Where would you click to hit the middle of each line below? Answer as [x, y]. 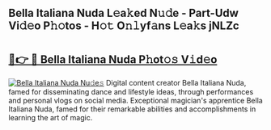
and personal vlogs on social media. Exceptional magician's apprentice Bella [135, 101]
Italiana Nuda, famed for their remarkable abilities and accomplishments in [132, 109]
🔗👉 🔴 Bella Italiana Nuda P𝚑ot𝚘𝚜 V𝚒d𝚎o [113, 59]
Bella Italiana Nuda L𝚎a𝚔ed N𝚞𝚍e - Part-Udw [123, 13]
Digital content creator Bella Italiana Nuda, [176, 83]
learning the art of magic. [51, 117]
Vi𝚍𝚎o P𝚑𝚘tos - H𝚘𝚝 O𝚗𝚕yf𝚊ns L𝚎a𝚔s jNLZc [124, 26]
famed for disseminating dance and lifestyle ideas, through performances [131, 92]
